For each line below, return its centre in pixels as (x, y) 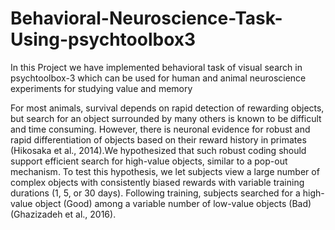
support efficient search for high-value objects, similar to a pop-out (149, 161)
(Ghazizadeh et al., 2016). (63, 214)
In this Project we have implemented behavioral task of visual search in (156, 67)
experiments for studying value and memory (101, 88)
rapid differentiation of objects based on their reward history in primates (158, 139)
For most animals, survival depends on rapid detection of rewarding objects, (167, 108)
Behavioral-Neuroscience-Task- (146, 18)
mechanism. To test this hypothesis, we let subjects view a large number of (165, 171)
